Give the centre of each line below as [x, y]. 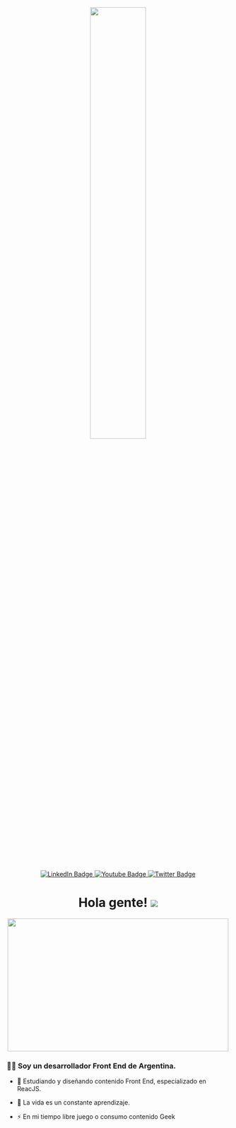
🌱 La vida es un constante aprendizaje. [73, 1103]
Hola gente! [113, 903]
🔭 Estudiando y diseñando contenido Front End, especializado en [111, 1081]
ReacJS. [29, 1089]
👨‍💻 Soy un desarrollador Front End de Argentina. [91, 1066]
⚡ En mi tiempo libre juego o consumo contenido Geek [96, 1117]
